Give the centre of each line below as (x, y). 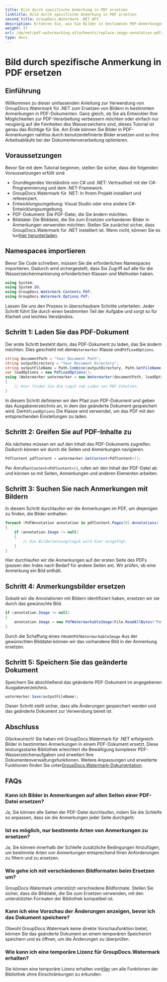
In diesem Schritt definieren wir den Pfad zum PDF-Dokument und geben (80, 400)
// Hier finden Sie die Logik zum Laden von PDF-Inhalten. (77, 387)
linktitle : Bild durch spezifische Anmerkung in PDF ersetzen (71, 14)
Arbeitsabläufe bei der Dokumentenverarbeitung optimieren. (67, 140)
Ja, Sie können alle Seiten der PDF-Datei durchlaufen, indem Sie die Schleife (83, 812)
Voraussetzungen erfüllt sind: (35, 173)
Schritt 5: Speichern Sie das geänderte (66, 662)
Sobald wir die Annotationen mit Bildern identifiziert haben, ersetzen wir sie (83, 598)
